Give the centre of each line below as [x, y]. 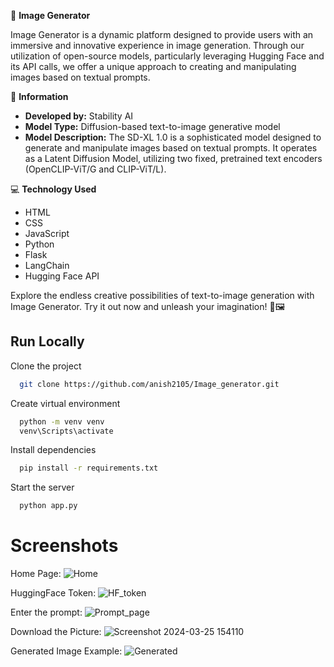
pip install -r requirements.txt [89, 468]
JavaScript [47, 233]
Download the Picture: [56, 632]
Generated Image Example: [66, 651]
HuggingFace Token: [53, 593]
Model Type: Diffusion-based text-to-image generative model [152, 126]
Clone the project [46, 366]
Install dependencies [53, 450]
